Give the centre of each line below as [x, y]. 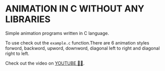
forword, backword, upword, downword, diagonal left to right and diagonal [82, 48]
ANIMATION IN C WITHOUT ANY [75, 9]
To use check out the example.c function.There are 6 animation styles [77, 42]
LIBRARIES [28, 19]
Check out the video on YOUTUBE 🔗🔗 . [45, 63]
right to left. [17, 53]
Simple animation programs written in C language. [57, 33]
